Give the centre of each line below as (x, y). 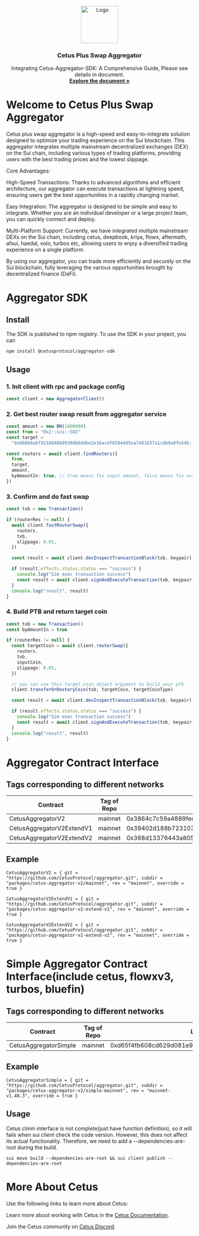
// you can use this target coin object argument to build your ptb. (99, 684)
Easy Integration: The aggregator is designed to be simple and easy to (92, 206)
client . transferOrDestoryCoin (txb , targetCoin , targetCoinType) (92, 690)
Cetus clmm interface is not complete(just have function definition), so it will (99, 1128)
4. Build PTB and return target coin (57, 611)
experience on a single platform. (46, 250)
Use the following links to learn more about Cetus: (67, 1203)
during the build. (37, 1147)
